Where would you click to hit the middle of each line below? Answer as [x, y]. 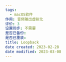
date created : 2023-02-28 [32, 47]
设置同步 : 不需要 [20, 28]
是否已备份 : [16, 33]
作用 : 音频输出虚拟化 [24, 19]
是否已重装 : [16, 38]
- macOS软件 [21, 14]
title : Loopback [22, 42]
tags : [11, 10]
